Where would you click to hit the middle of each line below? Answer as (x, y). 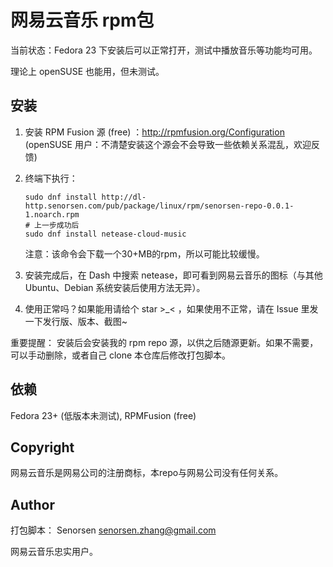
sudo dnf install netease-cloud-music (105, 234)
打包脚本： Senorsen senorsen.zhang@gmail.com (113, 530)
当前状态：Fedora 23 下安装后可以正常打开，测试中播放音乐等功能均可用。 (164, 50)
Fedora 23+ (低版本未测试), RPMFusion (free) (103, 415)
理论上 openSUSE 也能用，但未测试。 (87, 71)
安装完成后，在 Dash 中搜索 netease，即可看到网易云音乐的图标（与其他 (173, 275)
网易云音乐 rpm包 (82, 20)
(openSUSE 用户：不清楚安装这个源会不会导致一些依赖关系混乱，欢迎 (168, 144)
